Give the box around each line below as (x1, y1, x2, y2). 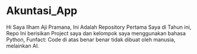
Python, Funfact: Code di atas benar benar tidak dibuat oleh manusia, (6, 36, 176, 43)
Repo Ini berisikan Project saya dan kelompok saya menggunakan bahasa (6, 29, 186, 36)
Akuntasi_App (6, 4, 78, 18)
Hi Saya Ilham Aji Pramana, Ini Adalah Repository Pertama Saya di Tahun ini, (6, 23, 192, 31)
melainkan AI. (6, 42, 40, 49)
